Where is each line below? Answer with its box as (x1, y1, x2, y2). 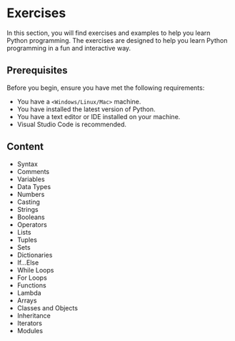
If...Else (16, 258, 39, 267)
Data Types (16, 182, 51, 190)
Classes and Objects (16, 303, 78, 312)
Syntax (16, 159, 39, 168)
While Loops (16, 265, 54, 274)
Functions (16, 280, 47, 290)
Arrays (16, 296, 37, 305)
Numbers (16, 190, 45, 198)
